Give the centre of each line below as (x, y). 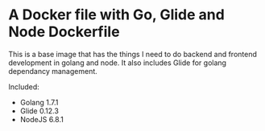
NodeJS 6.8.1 (42, 119)
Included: (24, 87)
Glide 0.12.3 (39, 111)
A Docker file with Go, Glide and (117, 15)
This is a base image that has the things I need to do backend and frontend (133, 54)
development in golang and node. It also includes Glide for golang (118, 63)
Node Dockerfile (64, 32)
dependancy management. (53, 71)
